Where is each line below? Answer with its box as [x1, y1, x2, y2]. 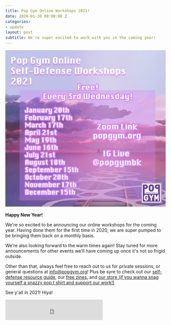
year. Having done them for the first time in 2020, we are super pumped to [5, 227, 161, 233]
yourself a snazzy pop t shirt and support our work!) [5, 280, 115, 286]
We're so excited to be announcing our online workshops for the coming [5, 222, 157, 227]
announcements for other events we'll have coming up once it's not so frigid [5, 248, 165, 254]
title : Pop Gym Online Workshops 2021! [5, 8, 90, 13]
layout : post [5, 30, 33, 35]
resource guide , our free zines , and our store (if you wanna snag [23, 274, 159, 280]
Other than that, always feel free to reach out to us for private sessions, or [5, 263, 160, 269]
